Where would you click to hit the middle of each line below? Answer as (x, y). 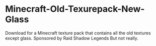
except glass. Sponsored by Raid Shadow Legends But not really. (72, 38)
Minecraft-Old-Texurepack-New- (75, 9)
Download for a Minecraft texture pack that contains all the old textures (78, 33)
